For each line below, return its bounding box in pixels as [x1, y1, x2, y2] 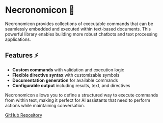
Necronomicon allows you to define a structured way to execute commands [5, 92, 159, 98]
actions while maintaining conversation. [5, 102, 85, 108]
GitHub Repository [5, 112, 43, 118]
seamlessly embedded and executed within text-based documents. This [5, 26, 151, 31]
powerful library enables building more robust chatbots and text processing [5, 31, 158, 37]
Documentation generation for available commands [12, 77, 118, 83]
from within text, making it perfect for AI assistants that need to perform [5, 97, 151, 103]
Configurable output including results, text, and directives [12, 82, 131, 88]
